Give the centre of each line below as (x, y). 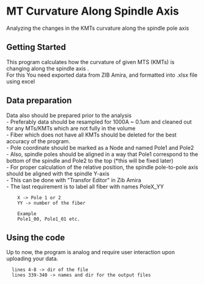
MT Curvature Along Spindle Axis (93, 11)
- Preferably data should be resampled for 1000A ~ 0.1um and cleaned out (99, 122)
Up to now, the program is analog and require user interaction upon (91, 252)
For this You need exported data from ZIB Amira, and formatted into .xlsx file (102, 75)
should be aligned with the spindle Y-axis (58, 173)
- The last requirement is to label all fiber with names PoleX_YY (85, 186)
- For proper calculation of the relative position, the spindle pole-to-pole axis (102, 167)
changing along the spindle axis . (48, 68)
